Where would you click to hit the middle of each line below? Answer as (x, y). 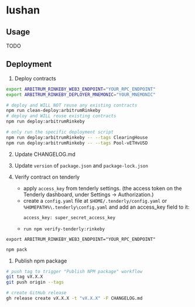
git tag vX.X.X (25, 277)
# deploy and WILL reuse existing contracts (61, 116)
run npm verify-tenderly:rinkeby (64, 229)
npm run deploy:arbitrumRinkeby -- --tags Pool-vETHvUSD (77, 143)
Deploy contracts (35, 78)
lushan (23, 10)
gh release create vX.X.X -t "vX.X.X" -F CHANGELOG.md (74, 299)
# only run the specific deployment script (60, 132)
